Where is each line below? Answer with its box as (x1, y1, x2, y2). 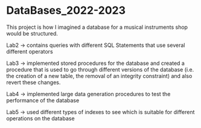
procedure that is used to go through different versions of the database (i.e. (6, 66, 194, 73)
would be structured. (6, 29, 59, 37)
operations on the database (6, 115, 75, 122)
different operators (6, 47, 53, 55)
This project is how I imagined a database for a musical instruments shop (6, 23, 188, 31)
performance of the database (6, 97, 80, 104)
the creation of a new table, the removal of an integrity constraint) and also (6, 72, 193, 79)
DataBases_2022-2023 (6, 4, 126, 17)
